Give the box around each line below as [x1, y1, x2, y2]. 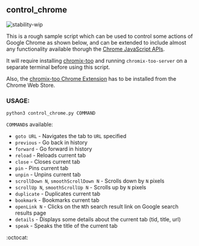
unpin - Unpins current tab [14, 171, 81, 178]
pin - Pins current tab [14, 165, 69, 172]
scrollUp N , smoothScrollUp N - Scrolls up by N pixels [14, 184, 147, 191]
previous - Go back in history [14, 139, 88, 147]
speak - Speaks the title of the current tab [14, 222, 118, 230]
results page [14, 209, 46, 216]
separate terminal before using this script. [6, 63, 110, 71]
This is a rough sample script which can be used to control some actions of [6, 33, 193, 40]
